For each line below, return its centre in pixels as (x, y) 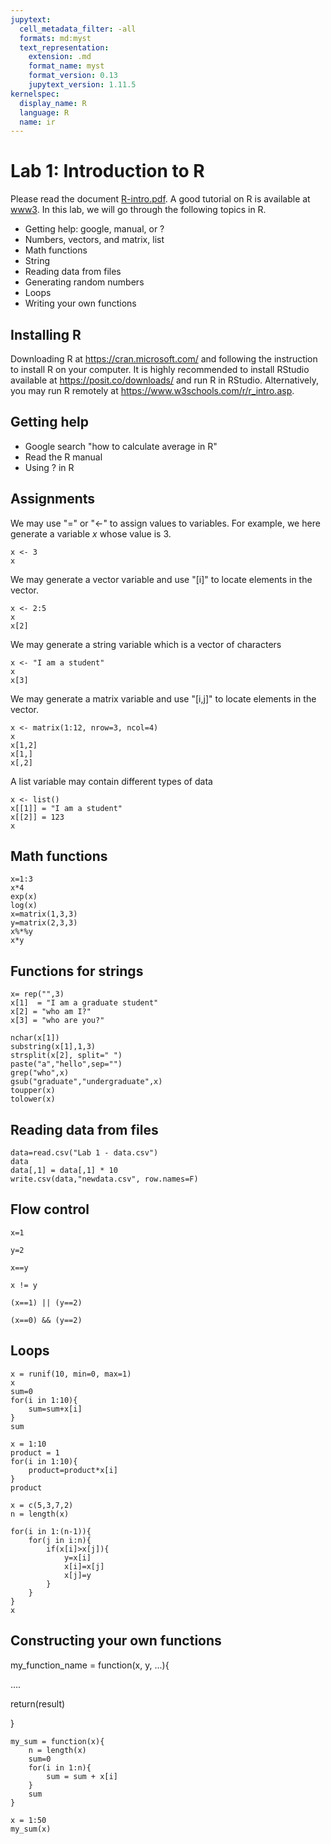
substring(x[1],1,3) (53, 1047)
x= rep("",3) (37, 994)
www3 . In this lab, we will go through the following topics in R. (138, 210)
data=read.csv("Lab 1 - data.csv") (84, 1153)
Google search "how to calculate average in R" (121, 446)
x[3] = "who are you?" (57, 1021)
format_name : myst (66, 66)
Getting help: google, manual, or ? (94, 229)
